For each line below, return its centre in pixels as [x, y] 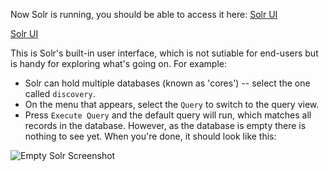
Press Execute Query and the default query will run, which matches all [168, 115]
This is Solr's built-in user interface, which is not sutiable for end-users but [164, 53]
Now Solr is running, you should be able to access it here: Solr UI [144, 14]
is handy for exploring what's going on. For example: [118, 63]
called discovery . [60, 93]
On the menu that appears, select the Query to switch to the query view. [172, 104]
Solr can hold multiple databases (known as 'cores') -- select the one [167, 83]
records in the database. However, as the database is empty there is [165, 125]
